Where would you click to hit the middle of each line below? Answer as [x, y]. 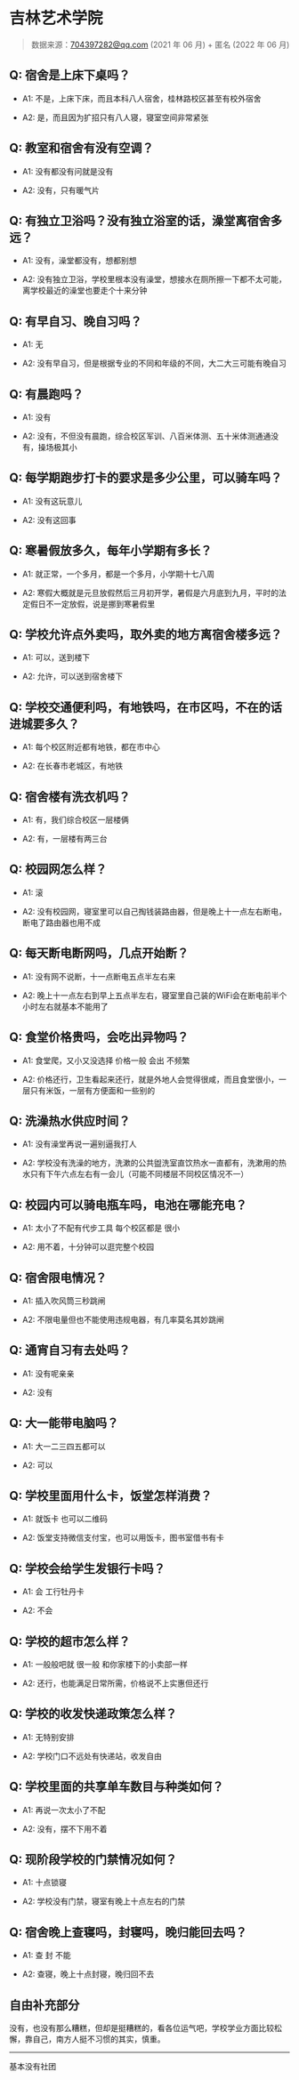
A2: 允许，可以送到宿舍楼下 [72, 676]
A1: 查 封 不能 [46, 1955]
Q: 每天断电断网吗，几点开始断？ [99, 953]
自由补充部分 [44, 2005]
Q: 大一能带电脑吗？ [64, 1423]
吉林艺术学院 [57, 18]
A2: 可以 [37, 1465]
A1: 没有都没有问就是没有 [68, 171]
